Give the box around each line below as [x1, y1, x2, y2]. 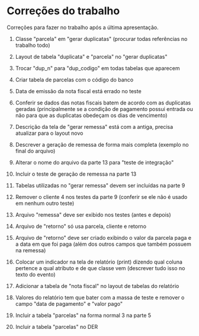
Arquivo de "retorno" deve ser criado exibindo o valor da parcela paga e [15, 234, 192, 241]
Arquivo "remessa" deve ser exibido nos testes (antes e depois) [15, 211, 171, 218]
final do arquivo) [15, 147, 56, 154]
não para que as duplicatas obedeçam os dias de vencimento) [15, 112, 168, 119]
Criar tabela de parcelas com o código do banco [15, 76, 134, 83]
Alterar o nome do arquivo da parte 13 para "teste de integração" [15, 159, 174, 166]
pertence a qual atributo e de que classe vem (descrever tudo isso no [15, 264, 185, 271]
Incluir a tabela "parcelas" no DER [15, 323, 98, 330]
